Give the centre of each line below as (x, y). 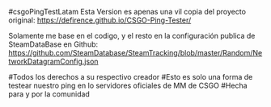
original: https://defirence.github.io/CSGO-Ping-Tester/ (100, 20)
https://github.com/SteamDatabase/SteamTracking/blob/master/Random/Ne (135, 53)
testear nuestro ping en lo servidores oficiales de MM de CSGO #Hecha (128, 85)
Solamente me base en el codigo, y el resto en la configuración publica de (132, 36)
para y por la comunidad (49, 94)
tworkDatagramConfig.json (53, 61)
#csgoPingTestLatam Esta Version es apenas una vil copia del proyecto (127, 12)
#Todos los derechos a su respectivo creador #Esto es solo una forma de (131, 77)
